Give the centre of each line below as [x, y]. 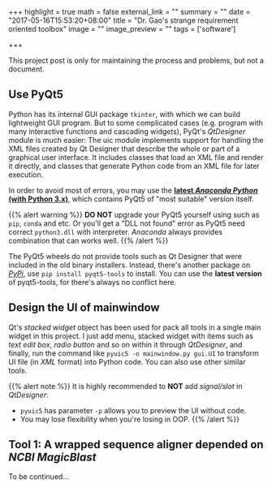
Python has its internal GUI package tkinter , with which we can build [125, 114]
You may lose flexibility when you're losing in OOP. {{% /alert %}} [130, 419]
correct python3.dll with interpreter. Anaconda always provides [116, 231]
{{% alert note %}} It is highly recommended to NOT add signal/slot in [125, 386]
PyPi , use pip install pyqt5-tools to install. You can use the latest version [135, 273]
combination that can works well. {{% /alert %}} [89, 240]
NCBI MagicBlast [52, 458]
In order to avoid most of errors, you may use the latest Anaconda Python [133, 190]
